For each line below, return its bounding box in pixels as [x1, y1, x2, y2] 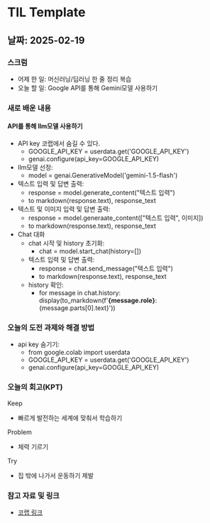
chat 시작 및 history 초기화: [28, 239, 105, 247]
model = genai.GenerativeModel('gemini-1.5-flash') [28, 171, 178, 180]
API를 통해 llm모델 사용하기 [7, 122, 83, 131]
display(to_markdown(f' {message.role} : [38, 296, 157, 304]
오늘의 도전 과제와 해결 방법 [7, 322, 95, 332]
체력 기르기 [17, 442, 49, 451]
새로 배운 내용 [7, 103, 52, 113]
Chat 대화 [17, 230, 45, 238]
